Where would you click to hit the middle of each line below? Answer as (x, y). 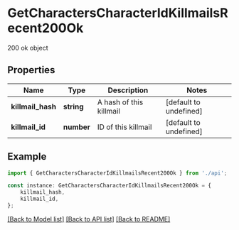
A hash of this (120, 102)
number (77, 127)
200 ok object (28, 48)
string (73, 106)
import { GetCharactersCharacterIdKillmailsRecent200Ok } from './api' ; (117, 173)
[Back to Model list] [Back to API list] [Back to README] (89, 219)
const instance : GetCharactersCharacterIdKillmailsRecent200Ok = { (110, 186)
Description (128, 90)
